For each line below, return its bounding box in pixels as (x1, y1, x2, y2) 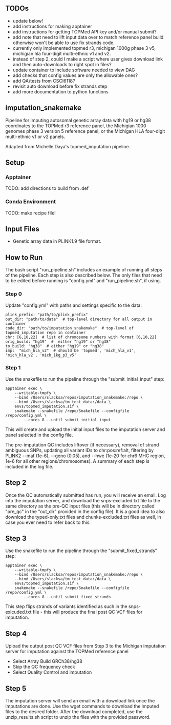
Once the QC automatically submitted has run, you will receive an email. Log (5, 492, 166, 498)
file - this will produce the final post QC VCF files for (32, 609, 143, 615)
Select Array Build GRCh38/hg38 (12, 658, 83, 664)
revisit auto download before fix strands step (12, 83, 108, 89)
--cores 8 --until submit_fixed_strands (24, 595, 111, 600)
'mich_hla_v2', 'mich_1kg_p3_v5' (5, 352, 77, 358)
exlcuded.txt (5, 609, 32, 615)
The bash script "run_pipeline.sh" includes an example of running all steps (5, 267, 162, 273)
